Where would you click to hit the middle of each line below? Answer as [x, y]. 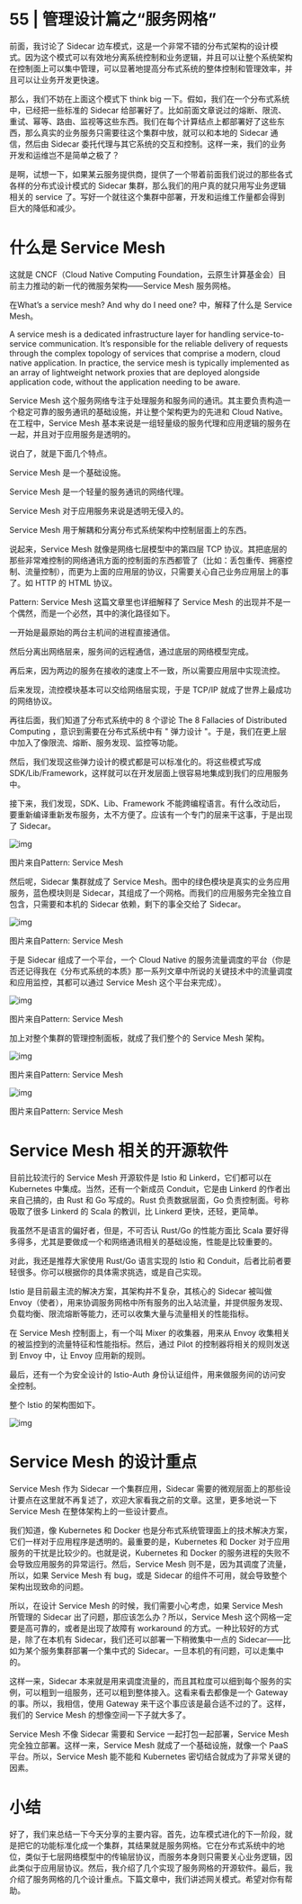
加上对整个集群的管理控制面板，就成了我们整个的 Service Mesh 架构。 [139, 1038]
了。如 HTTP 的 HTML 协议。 [63, 582]
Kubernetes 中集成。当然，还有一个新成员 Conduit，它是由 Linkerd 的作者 [146, 1188]
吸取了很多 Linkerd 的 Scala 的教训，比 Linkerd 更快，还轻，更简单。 [136, 1211]
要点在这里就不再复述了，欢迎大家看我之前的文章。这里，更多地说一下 [147, 1500]
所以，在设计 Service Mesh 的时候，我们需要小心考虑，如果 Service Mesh [146, 1605]
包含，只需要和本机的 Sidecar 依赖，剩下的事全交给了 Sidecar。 [128, 904]
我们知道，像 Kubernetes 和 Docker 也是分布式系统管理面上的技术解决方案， [151, 1530]
